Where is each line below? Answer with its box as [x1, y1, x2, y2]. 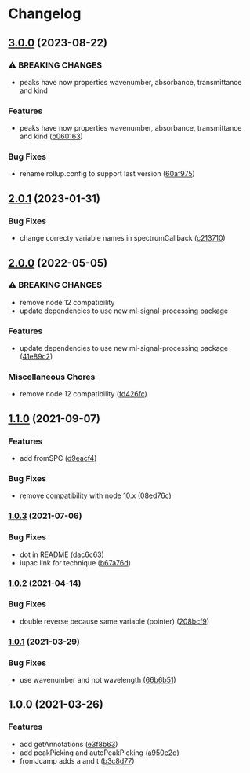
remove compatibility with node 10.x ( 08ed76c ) [19, 491, 172, 500]
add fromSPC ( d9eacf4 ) [19, 454, 97, 463]
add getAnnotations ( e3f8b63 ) [19, 739, 118, 749]
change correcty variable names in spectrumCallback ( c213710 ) [19, 234, 226, 243]
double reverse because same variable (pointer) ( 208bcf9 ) [19, 617, 210, 626]
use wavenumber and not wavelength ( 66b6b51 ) [19, 675, 176, 685]
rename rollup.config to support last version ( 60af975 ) [19, 169, 196, 179]
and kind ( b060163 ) [19, 131, 84, 142]
